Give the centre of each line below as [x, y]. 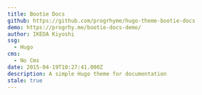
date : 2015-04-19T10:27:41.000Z [55, 67]
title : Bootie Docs [36, 14]
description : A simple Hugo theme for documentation [87, 74]
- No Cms [27, 61]
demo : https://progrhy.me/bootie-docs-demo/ [74, 27]
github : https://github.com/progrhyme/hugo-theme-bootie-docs [101, 21]
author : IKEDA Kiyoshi [41, 34]
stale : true [25, 80]
